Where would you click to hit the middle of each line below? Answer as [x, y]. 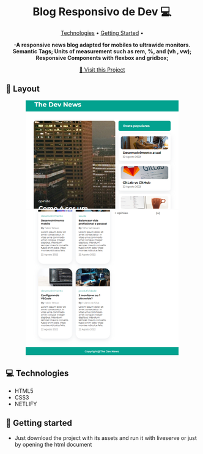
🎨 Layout [23, 89]
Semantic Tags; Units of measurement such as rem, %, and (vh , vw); [102, 51]
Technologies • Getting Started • [102, 33]
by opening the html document [53, 444]
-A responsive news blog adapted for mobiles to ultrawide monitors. [102, 45]
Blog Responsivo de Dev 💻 [102, 12]
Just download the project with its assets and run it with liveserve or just [105, 437]
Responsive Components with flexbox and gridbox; [102, 58]
